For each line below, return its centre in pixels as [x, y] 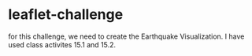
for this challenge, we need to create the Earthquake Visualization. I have [126, 36]
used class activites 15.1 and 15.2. [62, 44]
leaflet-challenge [66, 15]
